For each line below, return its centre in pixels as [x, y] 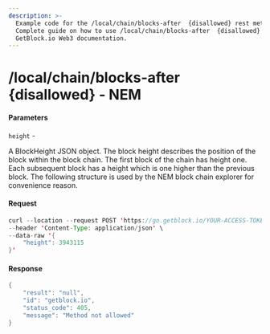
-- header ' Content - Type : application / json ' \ [86, 228]
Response [25, 268]
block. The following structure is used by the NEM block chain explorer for [131, 177]
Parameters [28, 118]
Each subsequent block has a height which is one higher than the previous [131, 168]
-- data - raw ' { [32, 235]
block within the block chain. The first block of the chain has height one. [128, 159]
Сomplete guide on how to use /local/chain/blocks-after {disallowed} [138, 31]
